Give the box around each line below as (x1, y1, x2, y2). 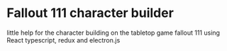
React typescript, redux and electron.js (6, 35, 121, 44)
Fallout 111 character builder (6, 5, 175, 21)
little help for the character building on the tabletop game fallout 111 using (6, 28, 221, 37)
